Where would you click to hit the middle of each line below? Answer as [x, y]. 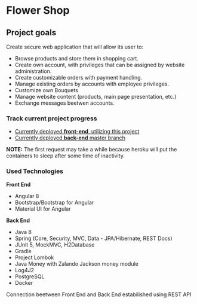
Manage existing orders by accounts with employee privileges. [92, 84]
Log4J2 [24, 270]
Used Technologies [35, 171]
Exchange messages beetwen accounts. [64, 103]
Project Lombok [34, 257]
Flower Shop [38, 10]
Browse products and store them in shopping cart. [77, 58]
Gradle [23, 251]
